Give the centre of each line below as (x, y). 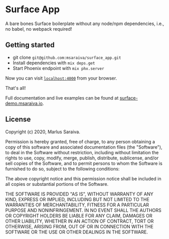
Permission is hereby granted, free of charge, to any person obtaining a (80, 141)
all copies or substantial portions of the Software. (57, 184)
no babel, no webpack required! (39, 29)
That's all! (16, 88)
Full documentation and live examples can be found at (62, 98)
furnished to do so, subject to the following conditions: (62, 169)
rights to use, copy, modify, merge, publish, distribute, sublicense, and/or (82, 158)
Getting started (30, 45)
